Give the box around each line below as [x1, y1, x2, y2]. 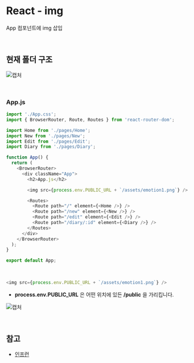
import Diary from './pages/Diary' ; [6, 144, 96, 150]
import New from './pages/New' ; [6, 133, 85, 139]
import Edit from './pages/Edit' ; [6, 138, 91, 144]
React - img [6, 4, 63, 18]
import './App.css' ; [6, 111, 57, 117]
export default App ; [6, 258, 57, 263]
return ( [11, 160, 33, 166]
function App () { [6, 154, 49, 160]
